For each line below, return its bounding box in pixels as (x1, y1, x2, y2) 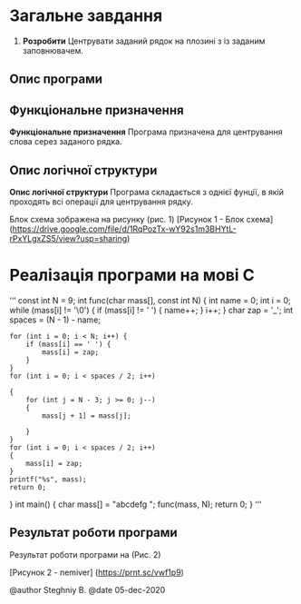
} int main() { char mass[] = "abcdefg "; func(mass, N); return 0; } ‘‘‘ (9, 499, 262, 510)
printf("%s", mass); (9, 474, 88, 484)
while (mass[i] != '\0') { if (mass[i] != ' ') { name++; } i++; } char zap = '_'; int (9, 304, 294, 315)
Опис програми (9, 72, 102, 87)
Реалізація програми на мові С (9, 265, 256, 286)
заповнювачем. (22, 45, 83, 55)
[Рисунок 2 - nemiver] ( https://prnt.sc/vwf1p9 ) (9, 567, 184, 578)
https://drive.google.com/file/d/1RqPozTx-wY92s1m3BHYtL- (12, 223, 238, 234)
